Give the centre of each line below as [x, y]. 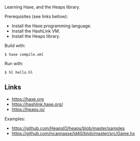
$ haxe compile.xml [24, 54]
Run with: [14, 63]
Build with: [15, 45]
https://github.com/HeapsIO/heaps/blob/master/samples [68, 128]
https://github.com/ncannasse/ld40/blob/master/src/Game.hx [73, 133]
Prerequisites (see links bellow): [36, 16]
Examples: [15, 119]
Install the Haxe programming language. [51, 26]
